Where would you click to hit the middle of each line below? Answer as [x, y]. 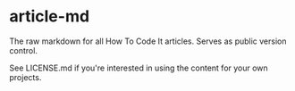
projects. [25, 77]
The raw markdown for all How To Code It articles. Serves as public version [148, 41]
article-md [50, 17]
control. [24, 50]
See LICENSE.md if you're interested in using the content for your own [139, 68]
